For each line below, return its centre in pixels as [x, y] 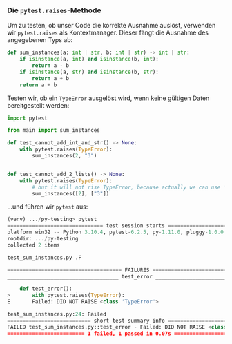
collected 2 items [33, 245]
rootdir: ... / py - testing [43, 239]
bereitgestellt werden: [38, 105]
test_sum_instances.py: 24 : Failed [57, 314]
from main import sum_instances [54, 131]
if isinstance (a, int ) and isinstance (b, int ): [89, 59]
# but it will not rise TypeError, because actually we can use [126, 187]
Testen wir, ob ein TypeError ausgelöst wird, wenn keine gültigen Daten [108, 98]
